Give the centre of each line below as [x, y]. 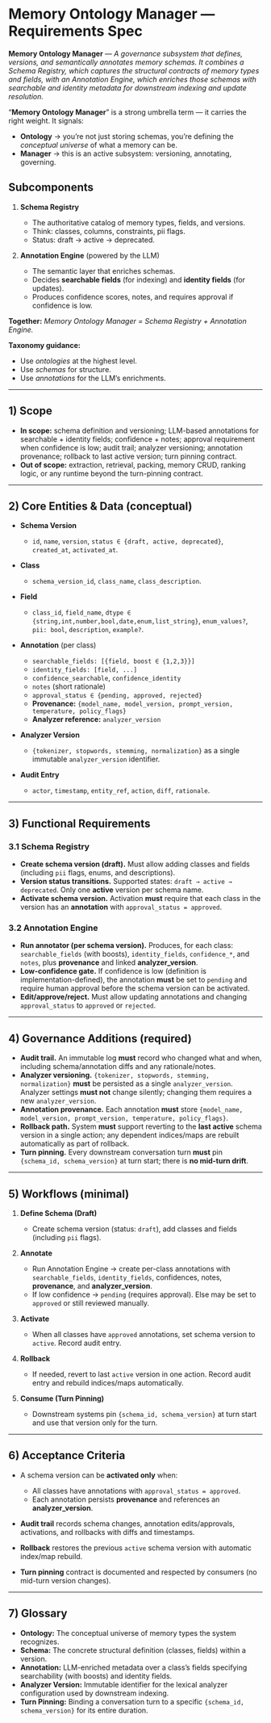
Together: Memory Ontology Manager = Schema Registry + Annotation [128, 321]
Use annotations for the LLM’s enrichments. [93, 378]
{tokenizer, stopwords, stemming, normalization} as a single [136, 751]
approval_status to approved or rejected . [88, 1005]
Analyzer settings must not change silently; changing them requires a [136, 1092]
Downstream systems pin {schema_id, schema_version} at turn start [144, 1414]
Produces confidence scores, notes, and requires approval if [133, 296]
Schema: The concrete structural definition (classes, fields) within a [133, 1650]
